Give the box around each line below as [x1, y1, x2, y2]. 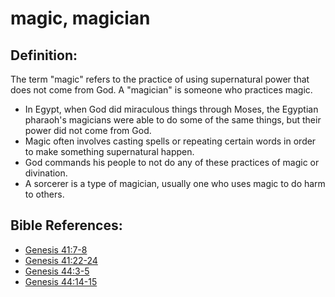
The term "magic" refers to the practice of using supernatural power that [10, 73, 310, 85]
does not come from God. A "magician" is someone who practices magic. [10, 84, 313, 96]
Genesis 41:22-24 [24, 254, 98, 266]
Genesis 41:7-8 [24, 243, 88, 256]
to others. [24, 188, 65, 200]
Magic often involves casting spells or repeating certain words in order [24, 135, 317, 147]
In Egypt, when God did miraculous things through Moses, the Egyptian [24, 103, 319, 115]
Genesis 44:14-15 [24, 275, 98, 287]
